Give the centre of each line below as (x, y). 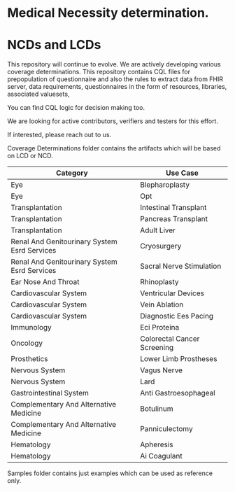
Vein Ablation (162, 304)
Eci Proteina (159, 328)
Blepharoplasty (165, 185)
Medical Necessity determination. (108, 13)
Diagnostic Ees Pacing (177, 316)
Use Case (182, 173)
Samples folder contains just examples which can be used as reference (110, 473)
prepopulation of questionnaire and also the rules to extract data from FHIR (115, 79)
